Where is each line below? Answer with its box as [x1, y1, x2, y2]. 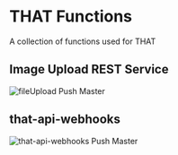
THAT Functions [9, 6, 133, 27]
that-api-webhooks [9, 112, 121, 127]
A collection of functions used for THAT [9, 36, 156, 47]
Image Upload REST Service [9, 62, 169, 77]
